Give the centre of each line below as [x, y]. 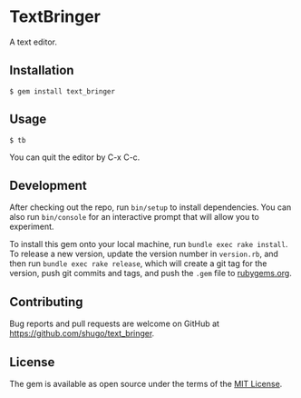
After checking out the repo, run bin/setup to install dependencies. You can [150, 207]
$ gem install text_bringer [63, 91]
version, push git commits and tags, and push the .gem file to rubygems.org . [151, 274]
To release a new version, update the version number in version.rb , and [144, 254]
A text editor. [33, 42]
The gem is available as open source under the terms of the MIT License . [146, 384]
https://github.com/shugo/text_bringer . [82, 333]
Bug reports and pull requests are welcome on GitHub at [115, 323]
